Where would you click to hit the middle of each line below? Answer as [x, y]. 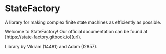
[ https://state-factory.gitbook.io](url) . [43, 37]
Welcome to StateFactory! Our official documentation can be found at [76, 31]
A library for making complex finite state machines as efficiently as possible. [83, 22]
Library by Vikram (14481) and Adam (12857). [51, 46]
